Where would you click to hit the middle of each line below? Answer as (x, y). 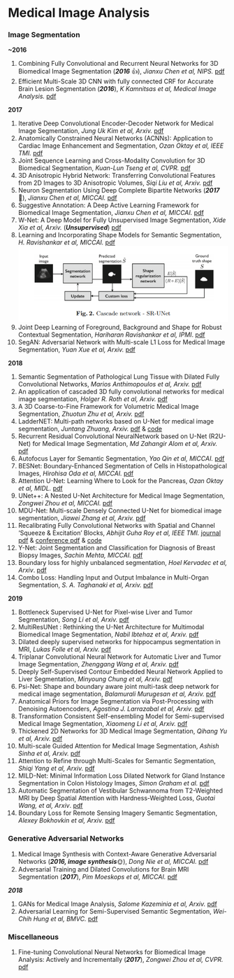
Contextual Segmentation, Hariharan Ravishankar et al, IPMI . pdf (111, 335)
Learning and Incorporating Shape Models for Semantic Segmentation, (120, 235)
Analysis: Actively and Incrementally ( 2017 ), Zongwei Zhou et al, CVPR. (120, 960)
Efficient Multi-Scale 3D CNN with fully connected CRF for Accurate (116, 81)
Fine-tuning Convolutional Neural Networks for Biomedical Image (112, 952)
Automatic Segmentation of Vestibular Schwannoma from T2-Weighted (120, 791)
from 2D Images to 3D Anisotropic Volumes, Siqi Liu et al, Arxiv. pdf (115, 183)
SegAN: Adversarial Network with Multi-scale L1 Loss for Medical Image (122, 342)
